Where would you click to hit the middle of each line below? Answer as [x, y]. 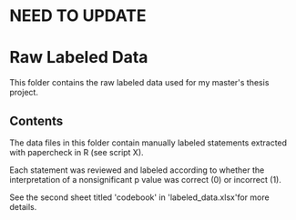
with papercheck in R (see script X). [77, 152]
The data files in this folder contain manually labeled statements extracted [148, 143]
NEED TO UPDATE [78, 16]
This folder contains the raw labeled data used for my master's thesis [139, 83]
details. [23, 206]
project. [24, 93]
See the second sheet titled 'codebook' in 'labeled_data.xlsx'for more [140, 197]
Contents [36, 120]
